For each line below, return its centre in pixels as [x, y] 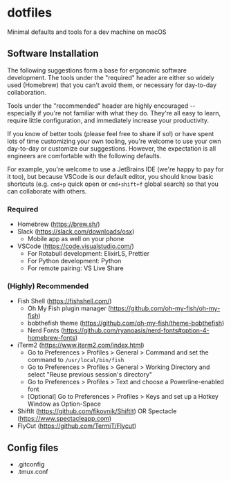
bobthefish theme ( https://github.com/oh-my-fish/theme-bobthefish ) [126, 323]
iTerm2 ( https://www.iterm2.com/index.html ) [81, 345]
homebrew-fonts [52, 338]
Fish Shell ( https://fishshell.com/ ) [64, 301]
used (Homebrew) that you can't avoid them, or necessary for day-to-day [112, 85]
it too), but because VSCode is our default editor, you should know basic [111, 176]
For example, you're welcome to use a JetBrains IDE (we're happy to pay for [115, 169]
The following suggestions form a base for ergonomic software [97, 70]
